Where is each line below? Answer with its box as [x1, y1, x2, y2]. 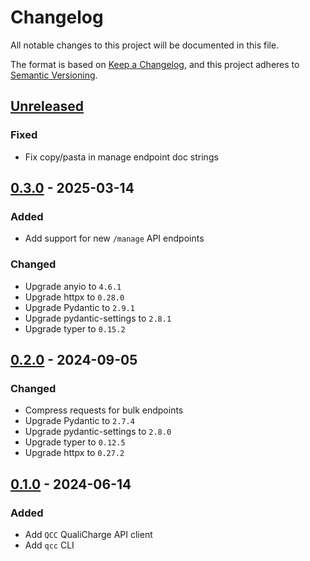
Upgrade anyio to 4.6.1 [24, 280, 122, 292]
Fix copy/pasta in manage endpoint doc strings [24, 151, 219, 163]
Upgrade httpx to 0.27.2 [24, 447, 125, 459]
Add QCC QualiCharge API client [24, 528, 153, 540]
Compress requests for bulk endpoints [24, 404, 184, 416]
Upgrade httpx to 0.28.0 [24, 291, 125, 303]
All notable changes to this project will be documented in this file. [10, 39, 280, 51]
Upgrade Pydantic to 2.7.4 [24, 415, 135, 427]
